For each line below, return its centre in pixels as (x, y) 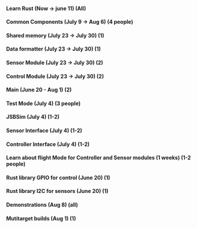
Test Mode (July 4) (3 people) (44, 103)
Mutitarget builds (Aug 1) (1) (41, 218)
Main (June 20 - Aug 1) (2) (39, 90)
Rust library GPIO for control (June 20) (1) (58, 178)
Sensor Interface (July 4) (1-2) (44, 130)
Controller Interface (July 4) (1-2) (48, 144)
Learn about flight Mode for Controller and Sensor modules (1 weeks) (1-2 (99, 158)
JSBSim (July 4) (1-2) (33, 117)
